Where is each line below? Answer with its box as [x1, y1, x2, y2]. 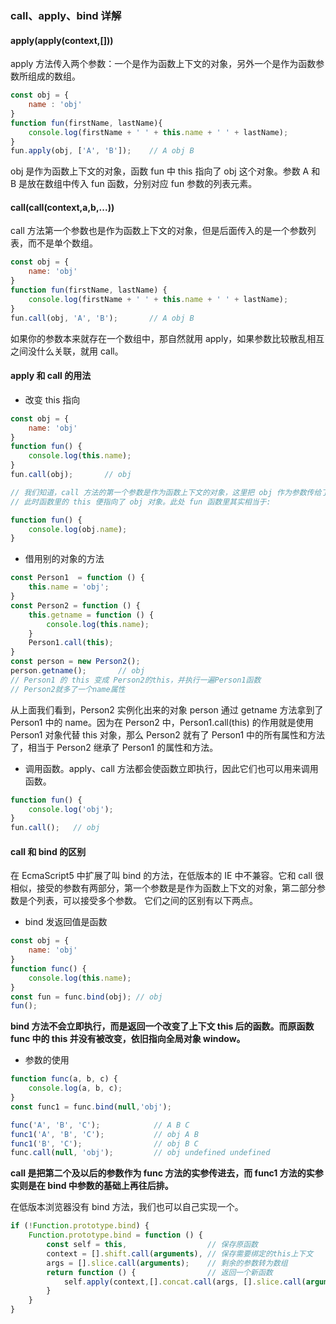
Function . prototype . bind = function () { [28, 1230, 203, 1241]
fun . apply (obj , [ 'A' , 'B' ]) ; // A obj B [10, 146, 195, 156]
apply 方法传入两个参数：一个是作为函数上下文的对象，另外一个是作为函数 [10, 58, 317, 70]
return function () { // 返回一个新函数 [46, 1267, 273, 1277]
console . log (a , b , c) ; [28, 1083, 123, 1094]
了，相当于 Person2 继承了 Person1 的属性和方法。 [10, 741, 219, 753]
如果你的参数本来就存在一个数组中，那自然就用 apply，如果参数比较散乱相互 [10, 332, 325, 344]
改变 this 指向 [24, 393, 81, 406]
